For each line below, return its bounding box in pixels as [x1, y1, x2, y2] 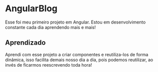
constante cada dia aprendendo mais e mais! [5, 24, 96, 30]
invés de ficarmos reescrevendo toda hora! [5, 62, 92, 68]
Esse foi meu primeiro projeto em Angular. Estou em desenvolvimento [5, 19, 146, 25]
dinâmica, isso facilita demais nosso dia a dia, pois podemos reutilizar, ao [5, 57, 154, 63]
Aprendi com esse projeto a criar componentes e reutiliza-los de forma [5, 51, 149, 57]
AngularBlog [5, 3, 58, 14]
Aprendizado [5, 39, 46, 47]
